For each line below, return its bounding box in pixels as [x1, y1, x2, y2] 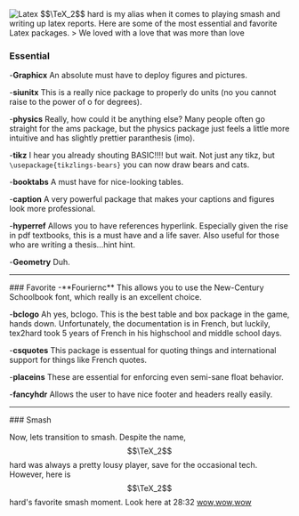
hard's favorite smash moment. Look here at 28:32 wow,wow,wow [9, 497, 252, 508]
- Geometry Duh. [9, 257, 71, 268]
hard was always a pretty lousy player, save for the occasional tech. [9, 460, 258, 471]
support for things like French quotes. [9, 355, 148, 366]
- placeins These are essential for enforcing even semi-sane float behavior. [9, 372, 285, 383]
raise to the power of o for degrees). [9, 97, 142, 108]
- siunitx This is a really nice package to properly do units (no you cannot [9, 87, 277, 98]
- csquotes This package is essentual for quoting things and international [9, 345, 277, 356]
